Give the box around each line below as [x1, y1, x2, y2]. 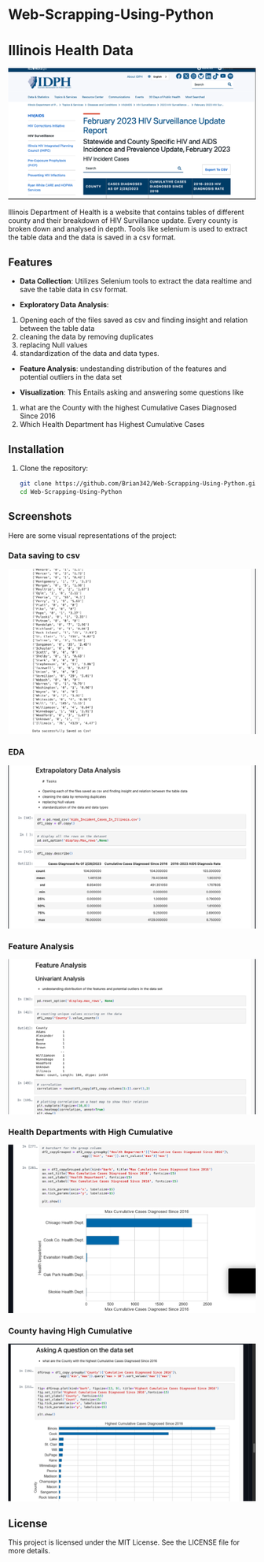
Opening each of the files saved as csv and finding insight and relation [19, 315, 248, 325]
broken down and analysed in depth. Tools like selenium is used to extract [8, 224, 247, 234]
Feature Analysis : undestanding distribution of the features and [19, 364, 227, 373]
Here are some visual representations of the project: [8, 530, 177, 540]
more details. [8, 1545, 51, 1555]
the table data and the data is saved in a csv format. [8, 232, 176, 242]
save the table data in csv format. [19, 285, 128, 295]
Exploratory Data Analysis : [19, 300, 109, 310]
